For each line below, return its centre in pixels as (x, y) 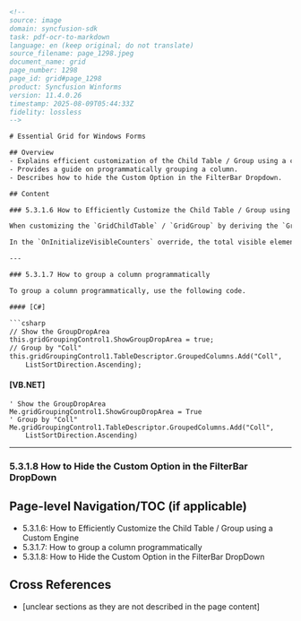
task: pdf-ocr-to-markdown (60, 37)
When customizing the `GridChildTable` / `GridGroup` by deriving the (144, 226)
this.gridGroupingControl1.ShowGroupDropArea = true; (112, 340)
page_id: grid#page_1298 (56, 79)
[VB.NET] (27, 385)
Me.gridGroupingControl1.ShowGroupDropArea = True (106, 412)
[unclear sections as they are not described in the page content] (141, 606)
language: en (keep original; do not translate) (102, 45)
